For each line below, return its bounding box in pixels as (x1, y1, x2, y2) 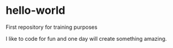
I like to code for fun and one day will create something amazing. (5, 35, 167, 42)
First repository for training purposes (5, 23, 98, 31)
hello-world (5, 4, 66, 17)
